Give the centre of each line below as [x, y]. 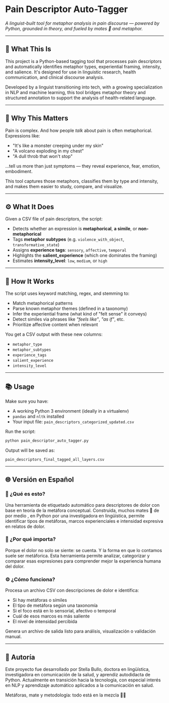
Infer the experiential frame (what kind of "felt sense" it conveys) [80, 314]
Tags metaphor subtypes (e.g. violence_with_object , [68, 240]
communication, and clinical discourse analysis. [55, 77]
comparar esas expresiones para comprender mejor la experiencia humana [83, 561]
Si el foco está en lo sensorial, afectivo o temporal [64, 611]
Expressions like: [23, 136]
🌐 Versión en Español [39, 480]
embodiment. [19, 171]
